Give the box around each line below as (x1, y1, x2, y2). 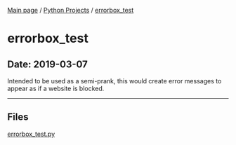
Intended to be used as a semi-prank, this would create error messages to (7, 77, 222, 85)
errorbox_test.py (7, 130, 55, 138)
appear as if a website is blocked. (7, 84, 105, 92)
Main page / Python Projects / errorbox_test (7, 6, 134, 14)
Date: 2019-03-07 (7, 58, 88, 70)
